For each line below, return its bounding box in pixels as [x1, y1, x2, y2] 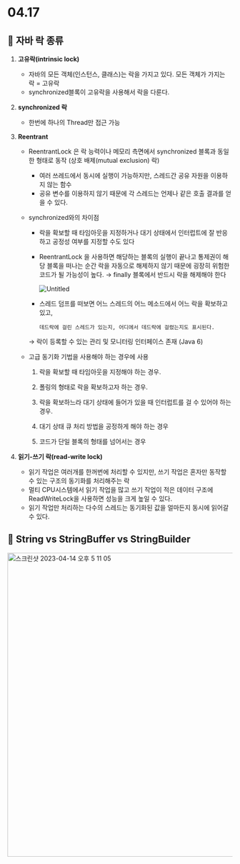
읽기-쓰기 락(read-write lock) [17, 453, 103, 461]
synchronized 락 [17, 103, 68, 111]
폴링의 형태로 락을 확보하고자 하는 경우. [39, 383, 149, 391]
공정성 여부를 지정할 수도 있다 [52, 237, 135, 246]
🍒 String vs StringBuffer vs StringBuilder [7, 533, 191, 546]
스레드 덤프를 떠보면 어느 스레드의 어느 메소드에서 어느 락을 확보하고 [39, 299, 229, 308]
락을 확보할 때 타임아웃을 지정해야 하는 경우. [39, 368, 161, 376]
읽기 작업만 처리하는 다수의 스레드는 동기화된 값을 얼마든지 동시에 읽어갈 [28, 503, 229, 511]
